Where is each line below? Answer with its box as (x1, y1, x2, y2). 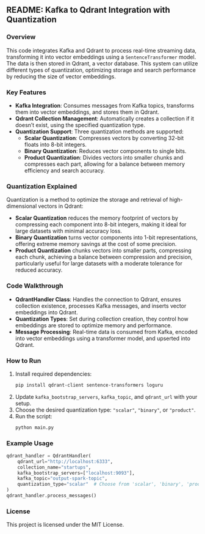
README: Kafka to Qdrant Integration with (6, 5, 171, 15)
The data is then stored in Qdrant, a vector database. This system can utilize (6, 59, 198, 67)
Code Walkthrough (6, 281, 63, 290)
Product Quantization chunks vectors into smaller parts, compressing (15, 247, 192, 254)
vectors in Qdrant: (38, 202, 84, 210)
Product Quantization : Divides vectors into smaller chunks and (24, 154, 184, 161)
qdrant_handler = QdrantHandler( (6, 453, 92, 459)
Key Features (6, 88, 47, 97)
